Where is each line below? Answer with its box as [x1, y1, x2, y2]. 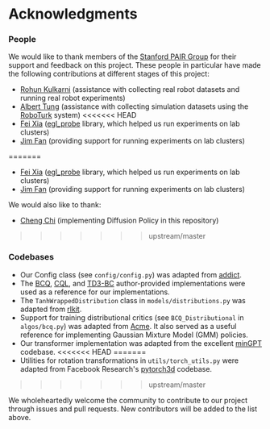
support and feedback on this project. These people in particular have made [8, 60, 262, 70]
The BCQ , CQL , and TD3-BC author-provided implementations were [19, 278, 246, 288]
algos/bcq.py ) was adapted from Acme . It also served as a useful [19, 321, 237, 331]
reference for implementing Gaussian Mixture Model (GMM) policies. [19, 330, 248, 339]
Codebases [8, 252, 55, 263]
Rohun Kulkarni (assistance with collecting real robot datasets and [19, 85, 240, 94]
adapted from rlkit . [19, 304, 82, 314]
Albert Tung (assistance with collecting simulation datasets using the [19, 102, 249, 111]
